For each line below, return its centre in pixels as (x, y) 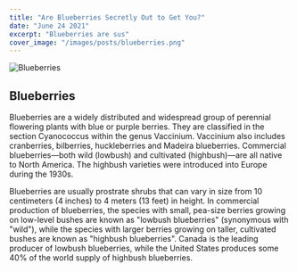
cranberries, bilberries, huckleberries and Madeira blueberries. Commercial (148, 146)
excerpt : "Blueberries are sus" (69, 34)
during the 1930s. (41, 174)
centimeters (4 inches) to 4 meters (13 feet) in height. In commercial (134, 201)
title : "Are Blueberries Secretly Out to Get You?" (107, 17)
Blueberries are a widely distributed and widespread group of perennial (140, 118)
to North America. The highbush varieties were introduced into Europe (138, 165)
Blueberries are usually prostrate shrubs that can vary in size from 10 (136, 192)
